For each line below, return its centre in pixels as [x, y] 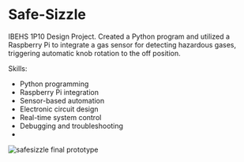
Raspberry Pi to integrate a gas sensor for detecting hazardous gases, [122, 44]
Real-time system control [60, 117]
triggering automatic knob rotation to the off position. [94, 53]
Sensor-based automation [62, 100]
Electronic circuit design [59, 109]
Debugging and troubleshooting [71, 126]
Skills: [18, 68]
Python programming [54, 84]
